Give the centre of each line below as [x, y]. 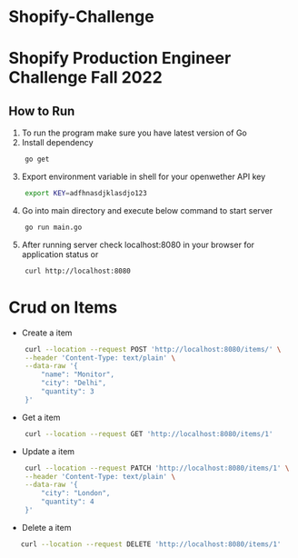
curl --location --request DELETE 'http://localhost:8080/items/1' [151, 544]
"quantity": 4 [68, 502]
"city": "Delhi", [74, 384]
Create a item [47, 333]
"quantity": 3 [68, 392]
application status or [60, 254]
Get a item [41, 417]
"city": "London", [76, 493]
